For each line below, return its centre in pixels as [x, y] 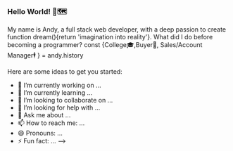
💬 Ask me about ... [44, 115]
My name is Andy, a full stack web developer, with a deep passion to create [117, 29]
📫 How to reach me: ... [51, 123]
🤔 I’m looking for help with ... [59, 107]
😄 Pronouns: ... [40, 133]
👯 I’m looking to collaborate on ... [65, 100]
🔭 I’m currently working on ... [59, 85]
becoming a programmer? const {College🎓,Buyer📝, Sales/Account [105, 45]
